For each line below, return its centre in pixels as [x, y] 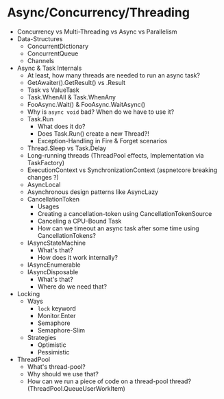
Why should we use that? [63, 374]
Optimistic [52, 345]
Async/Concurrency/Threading [99, 13]
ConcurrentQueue [53, 53]
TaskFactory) [46, 162]
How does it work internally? [78, 257]
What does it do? [61, 126]
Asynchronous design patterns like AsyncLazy [93, 192]
